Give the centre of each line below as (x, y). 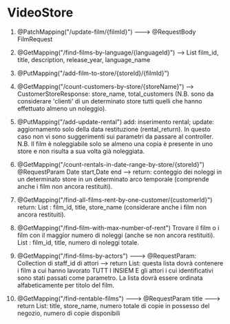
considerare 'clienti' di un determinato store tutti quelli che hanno (109, 101)
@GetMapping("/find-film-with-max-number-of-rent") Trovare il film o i (118, 227)
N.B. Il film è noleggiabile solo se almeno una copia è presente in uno (115, 143)
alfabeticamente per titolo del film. (66, 285)
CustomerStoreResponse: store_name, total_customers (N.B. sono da (115, 94)
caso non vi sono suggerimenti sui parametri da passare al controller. (115, 136)
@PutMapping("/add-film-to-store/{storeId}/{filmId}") (93, 73)
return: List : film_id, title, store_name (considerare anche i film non (112, 207)
